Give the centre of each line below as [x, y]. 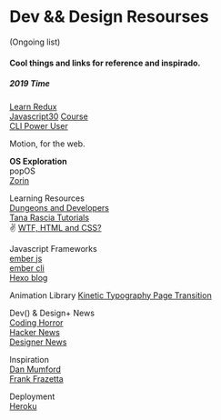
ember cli [27, 268]
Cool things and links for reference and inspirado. [105, 63]
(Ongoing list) [35, 42]
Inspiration [30, 359]
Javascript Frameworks [53, 248]
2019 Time [30, 84]
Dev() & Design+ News [52, 313]
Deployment [32, 396]
